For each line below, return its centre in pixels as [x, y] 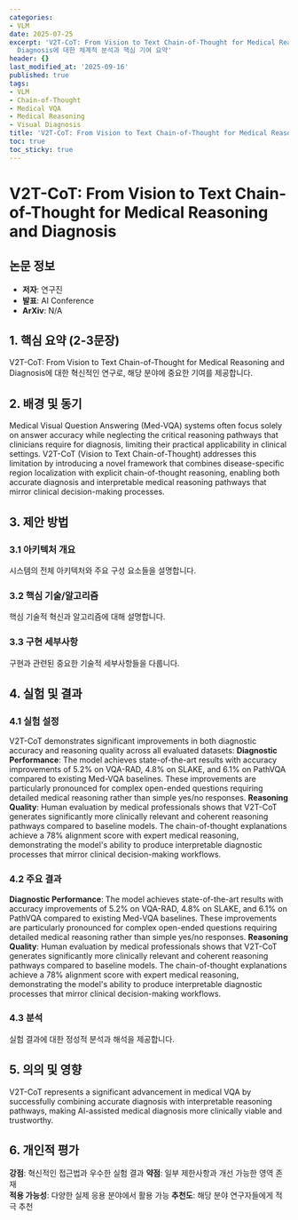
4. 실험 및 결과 [46, 694]
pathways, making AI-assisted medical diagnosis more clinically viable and [145, 1111]
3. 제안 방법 [39, 522]
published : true [39, 76]
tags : [19, 84]
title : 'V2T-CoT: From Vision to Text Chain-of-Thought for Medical [138, 133]
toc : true [27, 141]
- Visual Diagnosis [45, 125]
